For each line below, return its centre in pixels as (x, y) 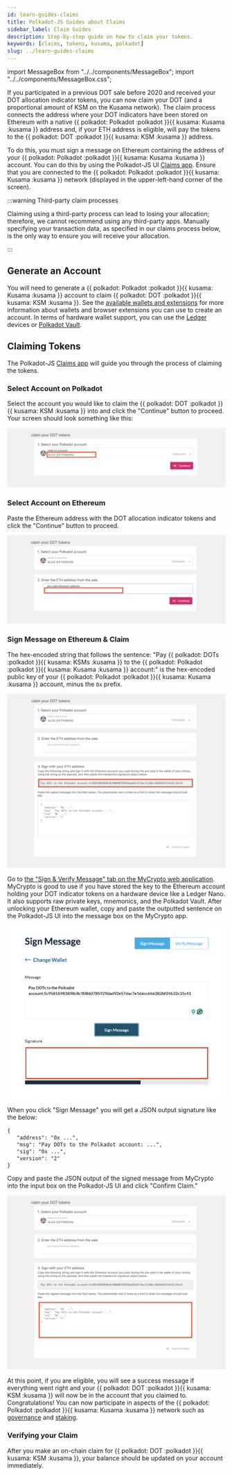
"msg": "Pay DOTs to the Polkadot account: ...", (89, 1144)
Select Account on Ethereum (56, 503)
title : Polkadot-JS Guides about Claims (66, 22)
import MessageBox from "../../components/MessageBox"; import (101, 72)
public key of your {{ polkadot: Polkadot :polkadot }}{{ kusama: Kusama (109, 676)
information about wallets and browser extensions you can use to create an (115, 310)
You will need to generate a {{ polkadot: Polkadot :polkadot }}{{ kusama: (110, 288)
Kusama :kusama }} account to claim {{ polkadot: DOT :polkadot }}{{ (105, 295)
